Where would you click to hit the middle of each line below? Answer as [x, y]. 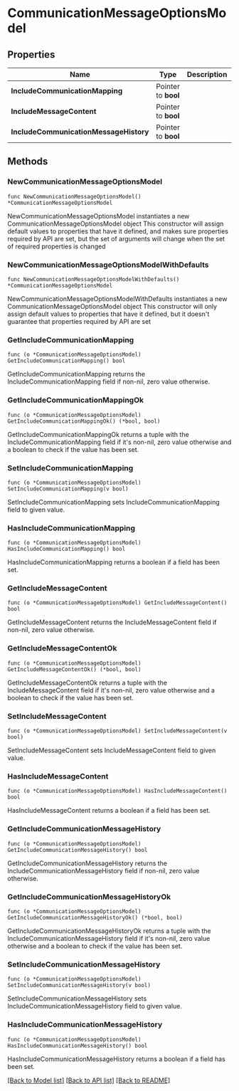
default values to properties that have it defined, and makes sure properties [118, 231]
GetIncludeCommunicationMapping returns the [76, 374]
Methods [28, 162]
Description [207, 74]
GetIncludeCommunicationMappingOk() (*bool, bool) [84, 421]
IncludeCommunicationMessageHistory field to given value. [95, 1006]
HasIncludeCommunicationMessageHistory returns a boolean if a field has [116, 1059]
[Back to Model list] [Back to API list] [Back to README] [89, 1080]
